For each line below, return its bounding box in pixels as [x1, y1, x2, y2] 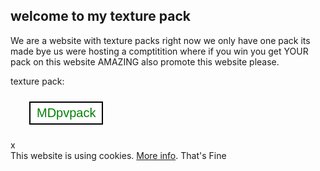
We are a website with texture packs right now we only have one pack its [10, 34, 311, 46]
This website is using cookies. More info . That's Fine [10, 149, 227, 161]
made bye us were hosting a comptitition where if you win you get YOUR [10, 45, 309, 57]
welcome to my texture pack [10, 8, 191, 25]
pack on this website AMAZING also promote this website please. [10, 55, 280, 68]
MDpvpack [36, 105, 97, 120]
